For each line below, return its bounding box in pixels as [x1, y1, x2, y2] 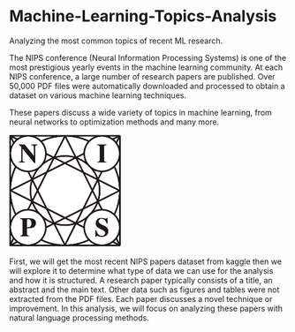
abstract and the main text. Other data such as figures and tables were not [9, 284, 280, 295]
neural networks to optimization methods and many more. [9, 117, 220, 127]
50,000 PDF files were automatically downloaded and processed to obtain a [9, 80, 285, 91]
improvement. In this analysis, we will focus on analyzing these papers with [9, 303, 283, 313]
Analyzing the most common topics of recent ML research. [9, 35, 223, 46]
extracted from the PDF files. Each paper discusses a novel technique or [9, 293, 273, 304]
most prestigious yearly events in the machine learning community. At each [9, 62, 284, 72]
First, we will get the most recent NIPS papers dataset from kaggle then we [9, 256, 283, 267]
